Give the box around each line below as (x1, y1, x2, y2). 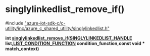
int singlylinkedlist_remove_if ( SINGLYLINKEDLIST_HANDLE (5, 35, 132, 41)
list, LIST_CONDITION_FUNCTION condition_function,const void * (5, 40, 145, 46)
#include (5, 20, 24, 26)
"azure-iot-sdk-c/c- (24, 20, 66, 26)
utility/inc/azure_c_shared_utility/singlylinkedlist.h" (5, 25, 110, 31)
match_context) (5, 45, 39, 51)
